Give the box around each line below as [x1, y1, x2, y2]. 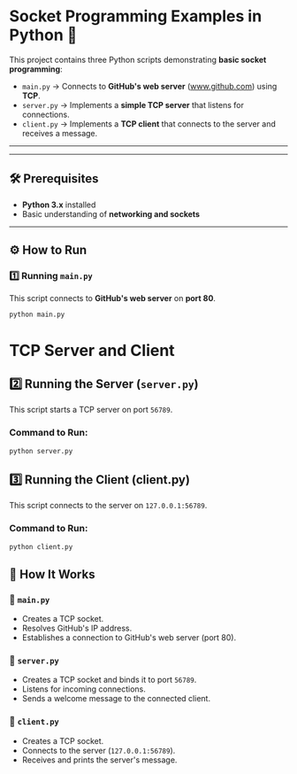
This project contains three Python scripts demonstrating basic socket [9, 54, 267, 65]
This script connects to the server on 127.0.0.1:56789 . [9, 500, 208, 511]
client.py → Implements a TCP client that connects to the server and [21, 118, 277, 129]
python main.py [9, 310, 65, 320]
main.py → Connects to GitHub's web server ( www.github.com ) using [21, 81, 278, 91]
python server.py [9, 446, 73, 455]
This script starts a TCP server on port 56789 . [9, 405, 173, 415]
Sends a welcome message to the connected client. [21, 693, 210, 704]
